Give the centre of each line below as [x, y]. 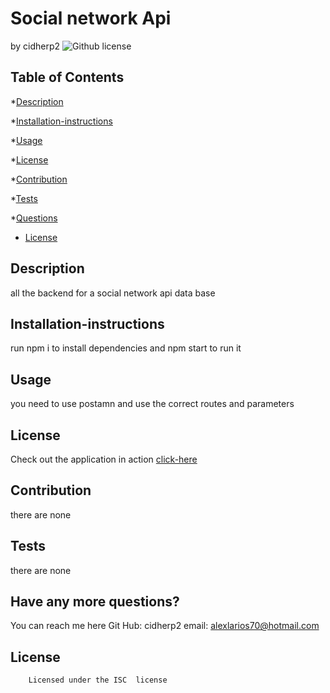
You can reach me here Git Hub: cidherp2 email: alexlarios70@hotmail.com [165, 626]
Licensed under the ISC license [98, 680]
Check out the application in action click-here [104, 459]
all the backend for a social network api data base [113, 293]
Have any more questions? [95, 602]
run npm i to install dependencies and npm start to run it [126, 348]
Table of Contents [67, 77]
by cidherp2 [35, 46]
